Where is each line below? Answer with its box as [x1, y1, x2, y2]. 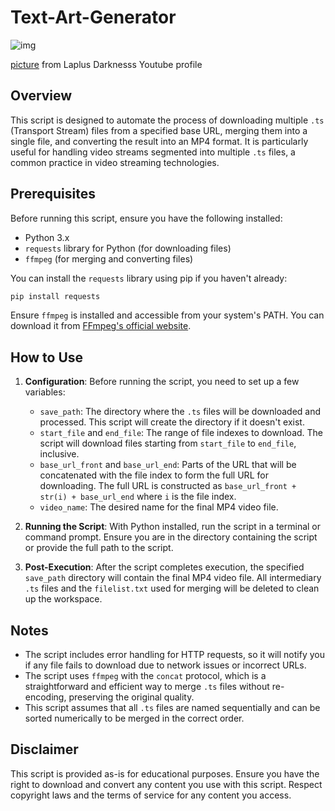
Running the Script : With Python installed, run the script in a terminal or [24, 521, 322, 533]
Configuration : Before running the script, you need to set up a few [24, 376, 300, 388]
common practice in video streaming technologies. [10, 156, 220, 168]
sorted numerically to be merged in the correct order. [24, 712, 245, 725]
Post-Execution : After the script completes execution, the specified [24, 561, 305, 573]
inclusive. [39, 448, 80, 460]
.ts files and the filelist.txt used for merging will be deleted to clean [24, 582, 320, 595]
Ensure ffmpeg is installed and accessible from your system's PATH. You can [10, 309, 325, 321]
